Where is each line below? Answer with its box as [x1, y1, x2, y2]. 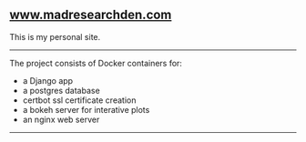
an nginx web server [22, 114, 100, 125]
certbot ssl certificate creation [22, 95, 137, 106]
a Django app [22, 75, 74, 86]
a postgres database [22, 85, 100, 96]
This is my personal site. [9, 31, 101, 42]
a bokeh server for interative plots [22, 104, 150, 115]
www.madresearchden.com [9, 7, 172, 23]
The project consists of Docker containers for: [9, 57, 182, 68]
